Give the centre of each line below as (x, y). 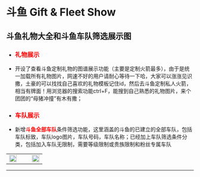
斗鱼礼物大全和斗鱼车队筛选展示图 (69, 36)
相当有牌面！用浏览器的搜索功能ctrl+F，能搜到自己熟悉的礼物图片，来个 (103, 91)
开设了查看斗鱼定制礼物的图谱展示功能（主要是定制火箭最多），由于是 (99, 69)
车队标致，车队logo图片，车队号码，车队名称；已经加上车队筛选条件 (99, 137)
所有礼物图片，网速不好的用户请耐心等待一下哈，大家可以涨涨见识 (111, 76)
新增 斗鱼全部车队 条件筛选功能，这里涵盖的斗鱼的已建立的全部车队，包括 (103, 129)
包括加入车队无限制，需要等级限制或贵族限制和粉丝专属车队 (98, 144)
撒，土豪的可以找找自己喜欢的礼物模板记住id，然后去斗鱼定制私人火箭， (103, 83)
